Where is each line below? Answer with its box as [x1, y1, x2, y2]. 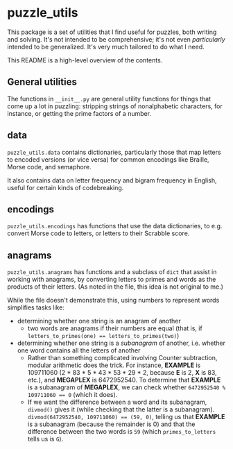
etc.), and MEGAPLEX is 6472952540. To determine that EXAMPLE [27, 376, 221, 384]
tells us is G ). [27, 435, 64, 443]
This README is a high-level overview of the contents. [7, 56, 163, 64]
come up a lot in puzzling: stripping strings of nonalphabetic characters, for [7, 102, 223, 110]
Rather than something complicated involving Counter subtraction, [27, 354, 218, 362]
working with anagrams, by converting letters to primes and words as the [7, 276, 216, 284]
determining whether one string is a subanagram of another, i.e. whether [17, 339, 226, 348]
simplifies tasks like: [7, 303, 64, 312]
